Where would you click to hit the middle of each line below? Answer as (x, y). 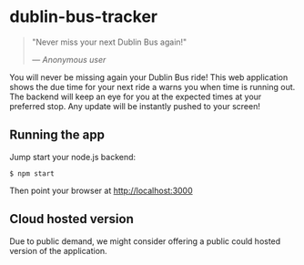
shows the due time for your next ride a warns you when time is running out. (152, 87)
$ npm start (32, 173)
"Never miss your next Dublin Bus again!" (109, 42)
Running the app (57, 135)
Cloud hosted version (71, 219)
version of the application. (58, 250)
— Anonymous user (69, 59)
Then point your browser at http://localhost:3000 (101, 190)
